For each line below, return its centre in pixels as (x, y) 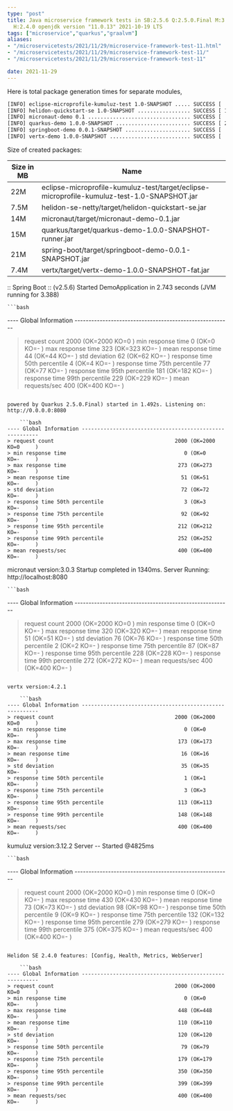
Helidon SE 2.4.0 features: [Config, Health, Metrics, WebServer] (105, 955)
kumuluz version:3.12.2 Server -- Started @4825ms (81, 846)
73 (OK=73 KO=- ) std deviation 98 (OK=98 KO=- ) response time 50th (125, 907)
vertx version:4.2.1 (37, 686)
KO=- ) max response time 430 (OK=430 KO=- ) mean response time (123, 899)
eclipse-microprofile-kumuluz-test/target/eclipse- (126, 187)
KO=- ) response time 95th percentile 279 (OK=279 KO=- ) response (122, 922)
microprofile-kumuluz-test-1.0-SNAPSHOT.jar (120, 196)
